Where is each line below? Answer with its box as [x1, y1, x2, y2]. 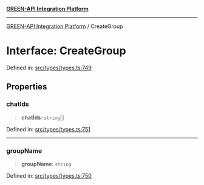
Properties [6, 82, 47, 92]
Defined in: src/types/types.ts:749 [6, 64, 92, 71]
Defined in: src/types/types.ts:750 [6, 172, 92, 179]
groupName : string [21, 160, 72, 167]
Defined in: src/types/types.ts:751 [6, 125, 91, 133]
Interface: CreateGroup [6, 44, 126, 58]
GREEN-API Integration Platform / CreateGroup [6, 23, 123, 30]
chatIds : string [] [21, 114, 64, 121]
